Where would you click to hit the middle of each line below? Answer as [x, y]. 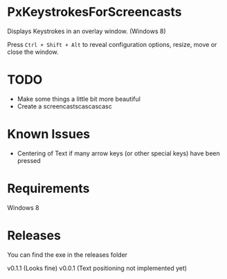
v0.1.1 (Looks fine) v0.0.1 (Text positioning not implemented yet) [97, 268]
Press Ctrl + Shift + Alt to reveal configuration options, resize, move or [112, 44]
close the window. [33, 52]
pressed [29, 160]
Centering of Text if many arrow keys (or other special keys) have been [118, 153]
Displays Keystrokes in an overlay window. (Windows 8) [87, 31]
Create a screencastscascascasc [64, 106]
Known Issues [49, 134]
